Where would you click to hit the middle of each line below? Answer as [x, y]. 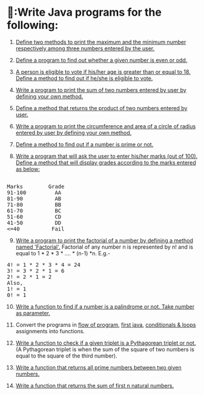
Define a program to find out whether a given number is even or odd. [101, 60]
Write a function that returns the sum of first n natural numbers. [95, 385]
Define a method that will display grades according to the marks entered [106, 162]
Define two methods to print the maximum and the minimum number [101, 42]
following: [33, 25]
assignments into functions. [50, 331]
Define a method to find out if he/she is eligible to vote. [84, 78]
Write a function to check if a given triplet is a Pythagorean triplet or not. [106, 343]
